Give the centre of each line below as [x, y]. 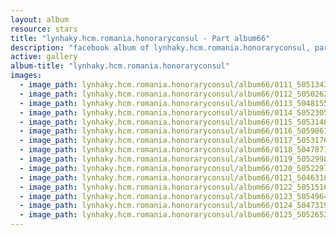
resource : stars [44, 29]
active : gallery [44, 57]
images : [26, 76]
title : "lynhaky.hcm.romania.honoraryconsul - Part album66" [140, 38]
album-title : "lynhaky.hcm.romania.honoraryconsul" [120, 66]
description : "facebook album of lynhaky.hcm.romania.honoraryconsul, [160, 47]
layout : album [40, 19]
